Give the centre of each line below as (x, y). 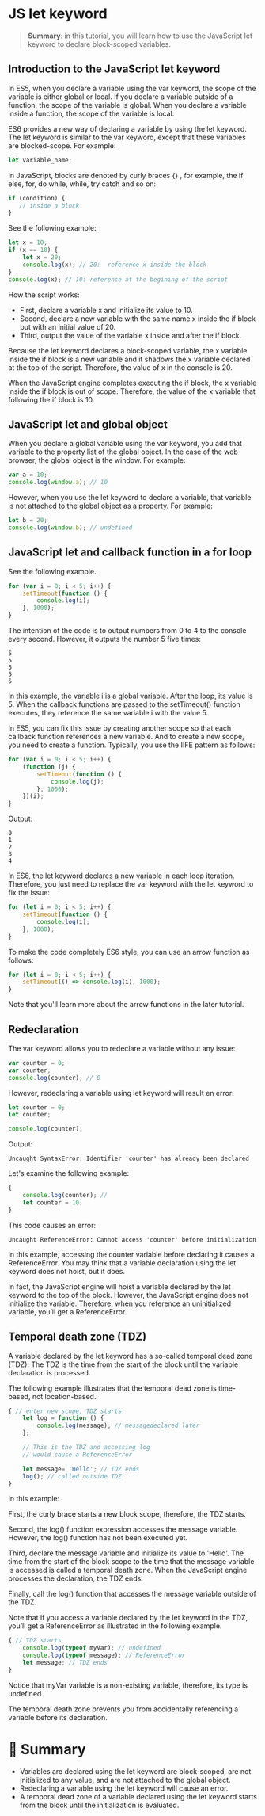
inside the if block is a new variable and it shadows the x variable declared (129, 359)
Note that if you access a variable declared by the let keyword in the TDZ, (128, 1618)
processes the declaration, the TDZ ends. (76, 1578)
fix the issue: (29, 893)
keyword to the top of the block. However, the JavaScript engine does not (129, 1295)
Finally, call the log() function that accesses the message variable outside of (132, 1594)
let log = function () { (63, 1418)
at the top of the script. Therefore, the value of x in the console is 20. (121, 367)
